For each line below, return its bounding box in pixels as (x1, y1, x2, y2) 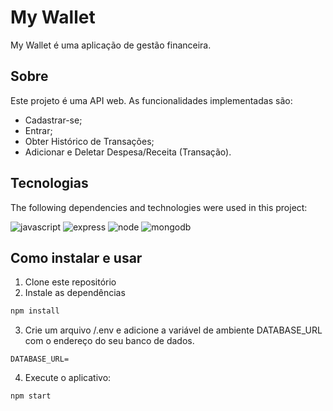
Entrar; (24, 124, 53, 136)
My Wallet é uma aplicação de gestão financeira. (10, 39, 212, 51)
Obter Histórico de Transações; (24, 135, 155, 147)
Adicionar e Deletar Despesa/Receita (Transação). (24, 146, 232, 158)
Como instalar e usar (10, 249, 143, 266)
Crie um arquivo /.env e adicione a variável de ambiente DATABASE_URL (24, 324, 323, 336)
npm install (10, 306, 60, 316)
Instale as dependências (24, 287, 126, 299)
